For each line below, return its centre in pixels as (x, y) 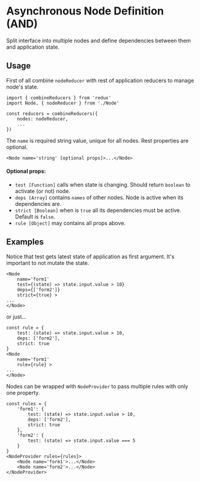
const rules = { (26, 404)
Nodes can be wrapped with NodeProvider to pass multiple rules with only (97, 386)
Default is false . (35, 216)
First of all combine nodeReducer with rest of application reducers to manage (100, 80)
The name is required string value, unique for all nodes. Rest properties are (98, 140)
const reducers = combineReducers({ (52, 113)
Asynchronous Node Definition (85, 11)
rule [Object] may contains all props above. (70, 223)
